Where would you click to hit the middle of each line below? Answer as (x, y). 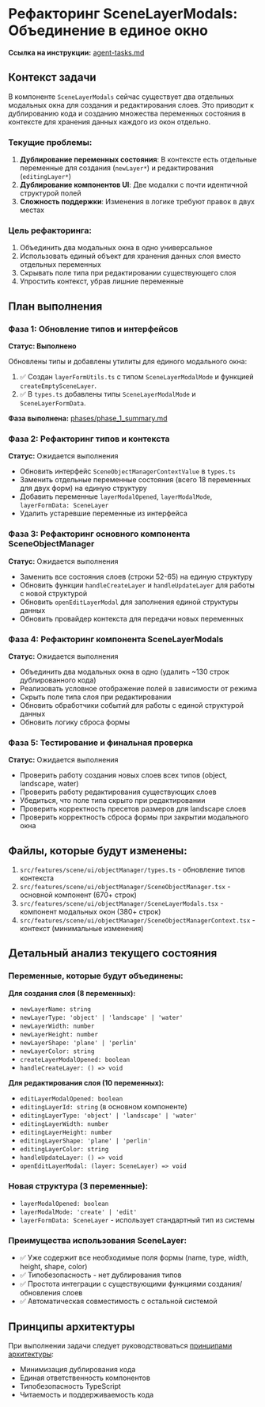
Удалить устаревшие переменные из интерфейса (104, 513)
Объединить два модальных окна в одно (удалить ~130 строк (124, 671)
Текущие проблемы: (50, 142)
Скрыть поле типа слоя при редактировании (95, 697)
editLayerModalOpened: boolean (71, 1099)
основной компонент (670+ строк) (78, 895)
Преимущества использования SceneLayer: (98, 1240)
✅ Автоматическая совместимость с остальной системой (118, 1301)
